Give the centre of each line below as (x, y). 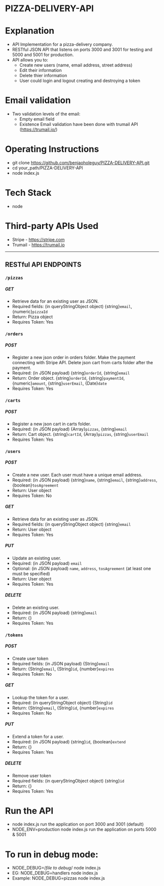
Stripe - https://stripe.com (38, 239)
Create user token (30, 658)
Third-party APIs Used (52, 226)
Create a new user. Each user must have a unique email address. (77, 474)
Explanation (30, 31)
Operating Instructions (52, 149)
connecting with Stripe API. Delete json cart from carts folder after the (82, 363)
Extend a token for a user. (38, 736)
